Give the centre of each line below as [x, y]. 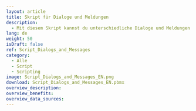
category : [18, 55]
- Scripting [26, 72]
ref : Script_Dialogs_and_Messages [48, 50]
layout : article [26, 11]
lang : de [17, 33]
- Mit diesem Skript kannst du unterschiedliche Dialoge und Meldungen [101, 28]
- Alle [19, 60]
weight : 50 [19, 39]
